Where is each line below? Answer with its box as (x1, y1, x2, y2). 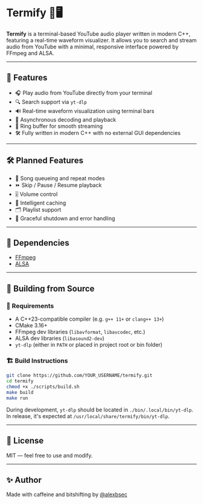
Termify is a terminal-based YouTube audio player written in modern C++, (6, 30, 191, 38)
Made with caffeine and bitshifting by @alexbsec (6, 491, 128, 498)
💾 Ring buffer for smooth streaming (14, 122, 103, 129)
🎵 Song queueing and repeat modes (14, 174, 105, 182)
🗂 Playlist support (14, 206, 62, 213)
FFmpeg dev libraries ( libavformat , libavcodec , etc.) (14, 329, 146, 336)
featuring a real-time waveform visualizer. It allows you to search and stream (6, 36, 197, 44)
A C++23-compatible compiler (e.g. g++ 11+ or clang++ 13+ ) (14, 315, 164, 322)
